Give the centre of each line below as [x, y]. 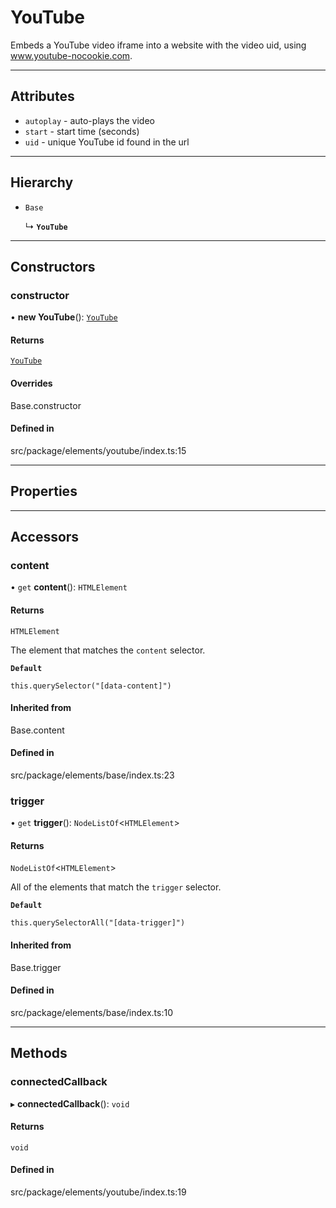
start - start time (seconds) [82, 131]
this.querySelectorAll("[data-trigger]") [98, 923]
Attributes [42, 96]
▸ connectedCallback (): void [70, 1103]
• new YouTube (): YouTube [64, 317]
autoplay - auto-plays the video [89, 120]
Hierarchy [42, 182]
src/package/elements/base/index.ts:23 [92, 775]
